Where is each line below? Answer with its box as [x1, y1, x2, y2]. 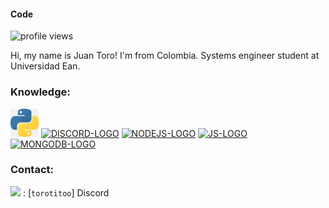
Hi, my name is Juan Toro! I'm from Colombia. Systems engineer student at [10, 50, 320, 62]
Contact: [10, 163, 54, 177]
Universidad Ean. [10, 60, 81, 72]
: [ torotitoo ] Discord [22, 186, 110, 199]
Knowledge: [10, 85, 71, 99]
